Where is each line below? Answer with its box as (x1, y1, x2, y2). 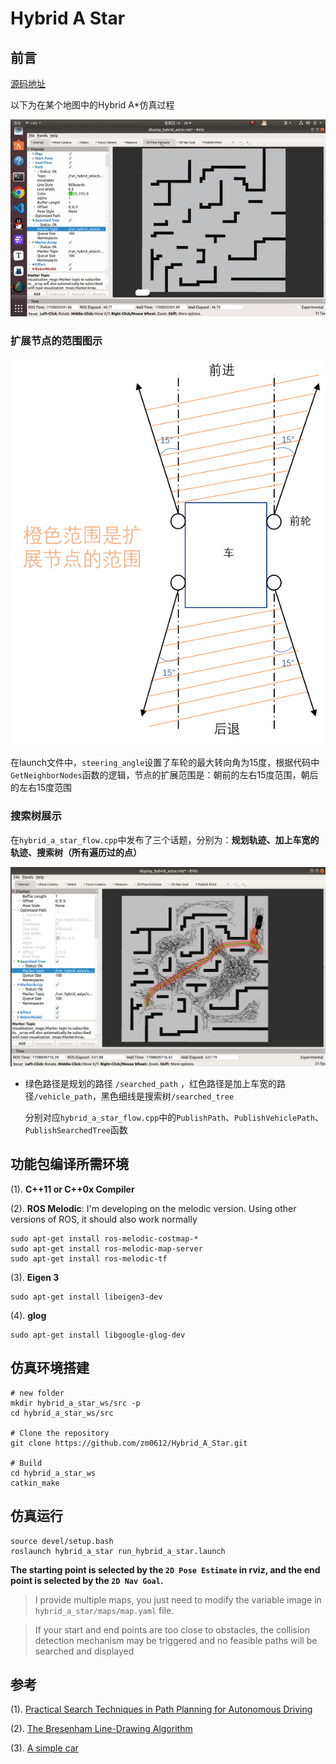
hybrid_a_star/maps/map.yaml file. (34, 1604, 175, 1616)
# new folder (10, 1388, 65, 1398)
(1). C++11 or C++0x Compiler (10, 1183, 135, 1195)
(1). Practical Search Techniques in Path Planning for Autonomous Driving (10, 1703, 313, 1716)
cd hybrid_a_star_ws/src (10, 1408, 114, 1418)
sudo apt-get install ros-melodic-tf (10, 1253, 168, 1264)
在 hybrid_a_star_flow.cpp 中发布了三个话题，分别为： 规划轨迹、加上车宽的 (10, 833, 320, 846)
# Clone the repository (10, 1428, 110, 1438)
